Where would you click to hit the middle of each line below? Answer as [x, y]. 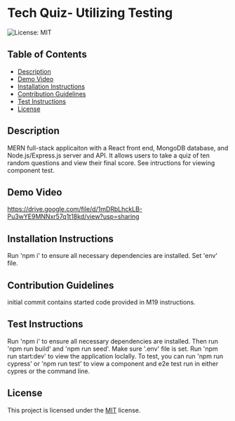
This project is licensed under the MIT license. [74, 410]
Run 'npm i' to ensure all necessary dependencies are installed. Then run [113, 341]
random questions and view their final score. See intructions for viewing [111, 162]
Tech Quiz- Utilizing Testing [90, 13]
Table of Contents [47, 54]
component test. [31, 170]
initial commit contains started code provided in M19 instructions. [101, 302]
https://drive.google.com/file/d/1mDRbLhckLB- [75, 209]
